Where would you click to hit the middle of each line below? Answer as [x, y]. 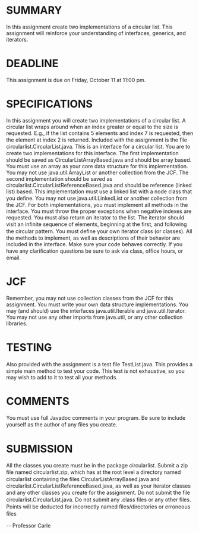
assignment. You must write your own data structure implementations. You [97, 304]
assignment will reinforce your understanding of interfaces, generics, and [96, 33]
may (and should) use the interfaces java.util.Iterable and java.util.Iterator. [96, 310]
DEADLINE [32, 64]
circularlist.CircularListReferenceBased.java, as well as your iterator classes [99, 486]
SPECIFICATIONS [50, 104]
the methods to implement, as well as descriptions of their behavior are [93, 238]
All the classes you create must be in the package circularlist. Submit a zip [97, 465]
